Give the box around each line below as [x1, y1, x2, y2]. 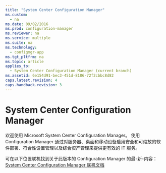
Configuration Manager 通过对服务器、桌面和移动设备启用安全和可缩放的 [5, 138, 156, 144]
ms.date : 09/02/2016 [5, 21, 49, 27]
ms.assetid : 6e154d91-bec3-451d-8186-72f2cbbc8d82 [5, 73, 114, 78]
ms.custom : [5, 12, 28, 17]
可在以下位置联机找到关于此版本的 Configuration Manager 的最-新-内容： [5, 155, 157, 161]
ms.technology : [5, 45, 37, 50]
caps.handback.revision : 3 [5, 82, 62, 87]
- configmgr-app [10, 49, 44, 54]
